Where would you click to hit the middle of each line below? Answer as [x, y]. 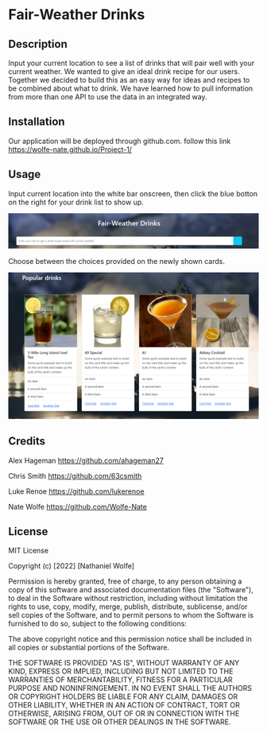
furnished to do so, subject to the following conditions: [97, 624]
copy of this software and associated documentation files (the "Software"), [131, 590]
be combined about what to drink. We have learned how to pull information [131, 88]
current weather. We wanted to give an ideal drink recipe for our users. [124, 72]
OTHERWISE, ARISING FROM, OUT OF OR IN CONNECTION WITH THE [124, 714]
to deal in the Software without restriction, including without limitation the [128, 599]
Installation [37, 122]
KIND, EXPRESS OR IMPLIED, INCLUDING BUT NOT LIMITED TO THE [121, 671]
